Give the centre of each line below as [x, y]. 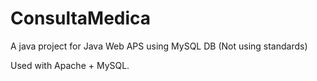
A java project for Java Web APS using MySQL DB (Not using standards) [159, 46]
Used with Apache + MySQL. [70, 65]
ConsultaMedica [81, 18]
